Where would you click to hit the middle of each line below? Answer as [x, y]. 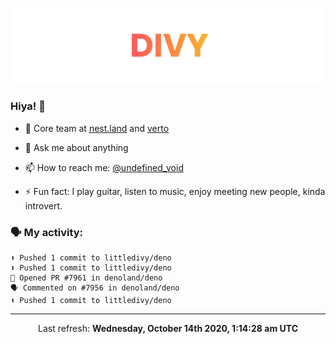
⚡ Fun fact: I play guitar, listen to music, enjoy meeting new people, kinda [175, 191]
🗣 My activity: [47, 232]
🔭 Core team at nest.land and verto [97, 128]
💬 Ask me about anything [76, 147]
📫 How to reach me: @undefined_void [104, 167]
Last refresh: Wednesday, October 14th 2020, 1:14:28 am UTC [168, 329]
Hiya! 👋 [28, 106]
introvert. [43, 205]
